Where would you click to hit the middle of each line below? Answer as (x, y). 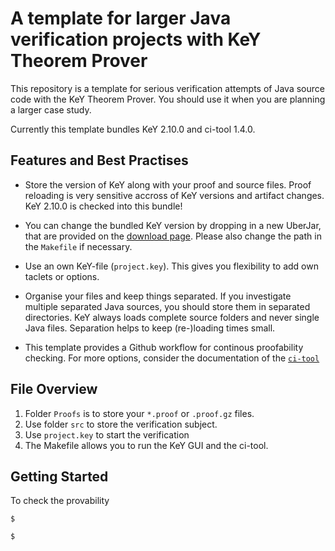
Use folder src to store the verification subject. (121, 424)
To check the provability (60, 501)
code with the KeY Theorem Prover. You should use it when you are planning (168, 99)
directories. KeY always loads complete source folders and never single (172, 317)
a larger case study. (51, 109)
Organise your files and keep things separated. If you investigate (158, 296)
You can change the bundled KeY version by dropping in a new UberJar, (173, 225)
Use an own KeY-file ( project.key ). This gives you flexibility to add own (171, 266)
